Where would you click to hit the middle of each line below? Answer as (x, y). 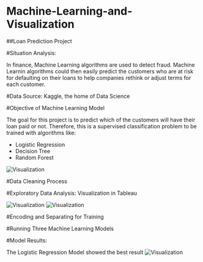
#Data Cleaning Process (37, 181)
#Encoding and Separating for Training (55, 217)
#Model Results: (27, 240)
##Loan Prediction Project (39, 41)
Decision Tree (33, 151)
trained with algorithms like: (41, 133)
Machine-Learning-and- (69, 11)
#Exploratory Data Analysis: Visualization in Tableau (72, 193)
